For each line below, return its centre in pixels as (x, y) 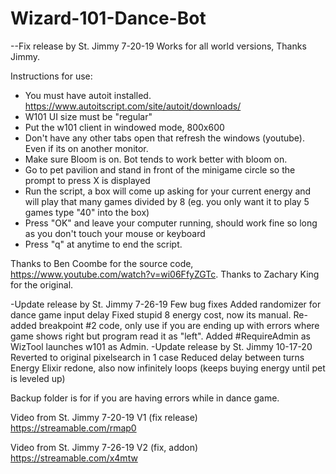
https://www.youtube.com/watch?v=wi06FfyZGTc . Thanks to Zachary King (165, 274)
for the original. (42, 284)
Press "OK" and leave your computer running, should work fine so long (171, 223)
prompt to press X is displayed (87, 180)
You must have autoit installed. (88, 95)
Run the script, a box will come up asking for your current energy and (168, 191)
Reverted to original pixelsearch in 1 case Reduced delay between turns (157, 357)
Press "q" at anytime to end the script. (103, 244)
